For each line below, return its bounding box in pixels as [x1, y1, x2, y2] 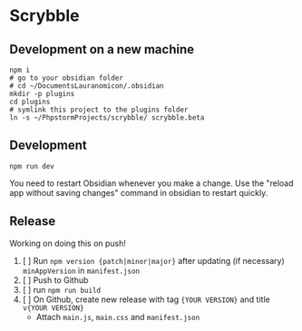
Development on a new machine [9, 42, 195, 57]
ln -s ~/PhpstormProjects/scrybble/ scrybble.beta [9, 113, 205, 122]
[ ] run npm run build [22, 284, 102, 295]
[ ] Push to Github [22, 274, 89, 286]
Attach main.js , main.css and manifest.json [35, 311, 200, 322]
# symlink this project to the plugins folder [9, 105, 189, 114]
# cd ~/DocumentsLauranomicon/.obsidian [9, 82, 165, 91]
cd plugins [9, 97, 51, 106]
